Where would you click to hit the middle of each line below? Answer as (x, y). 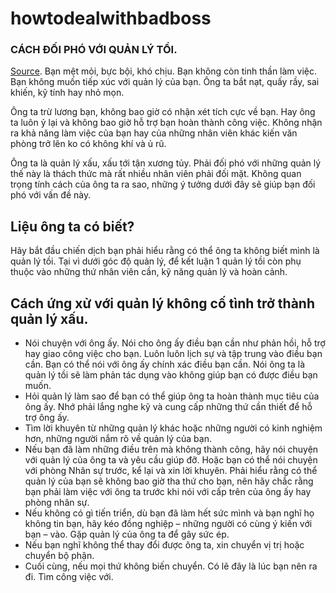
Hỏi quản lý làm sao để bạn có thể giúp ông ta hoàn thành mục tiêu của (172, 396)
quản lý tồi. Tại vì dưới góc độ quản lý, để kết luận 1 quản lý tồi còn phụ (156, 261)
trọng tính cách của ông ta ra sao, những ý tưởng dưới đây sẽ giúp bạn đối (163, 184)
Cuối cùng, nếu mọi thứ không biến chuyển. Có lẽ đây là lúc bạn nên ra (171, 566)
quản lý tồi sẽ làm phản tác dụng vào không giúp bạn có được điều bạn (171, 375)
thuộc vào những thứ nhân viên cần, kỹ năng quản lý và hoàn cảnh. (149, 272)
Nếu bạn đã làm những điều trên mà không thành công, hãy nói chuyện (171, 449)
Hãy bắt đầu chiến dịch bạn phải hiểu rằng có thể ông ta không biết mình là (165, 251)
